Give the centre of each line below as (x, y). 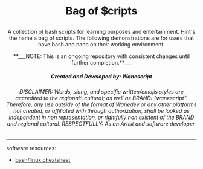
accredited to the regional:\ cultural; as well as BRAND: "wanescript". (101, 98)
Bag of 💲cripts (101, 11)
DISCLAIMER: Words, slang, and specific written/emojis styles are (101, 92)
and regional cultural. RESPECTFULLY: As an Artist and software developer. (101, 124)
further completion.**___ (101, 63)
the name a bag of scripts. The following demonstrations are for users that (101, 38)
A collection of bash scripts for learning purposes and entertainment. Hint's (101, 32)
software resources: (31, 148)
